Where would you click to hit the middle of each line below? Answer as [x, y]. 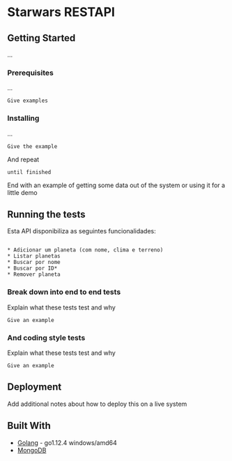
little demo [22, 192]
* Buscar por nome [34, 263]
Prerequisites [30, 73]
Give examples [28, 101]
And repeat [23, 159]
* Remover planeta [34, 275]
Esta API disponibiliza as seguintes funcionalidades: [82, 231]
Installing [23, 118]
